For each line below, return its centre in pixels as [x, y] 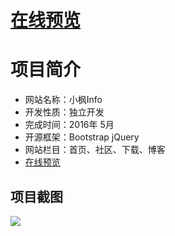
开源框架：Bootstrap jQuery [82, 137]
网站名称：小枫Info [63, 100]
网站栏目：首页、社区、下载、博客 [95, 150]
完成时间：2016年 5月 [69, 125]
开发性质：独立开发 [64, 112]
